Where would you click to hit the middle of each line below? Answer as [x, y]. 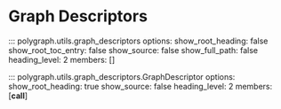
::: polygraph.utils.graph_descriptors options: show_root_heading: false [138, 41]
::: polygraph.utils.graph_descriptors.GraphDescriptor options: [122, 76]
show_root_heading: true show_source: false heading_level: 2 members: [140, 86]
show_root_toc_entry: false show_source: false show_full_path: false [133, 50]
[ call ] [18, 96]
